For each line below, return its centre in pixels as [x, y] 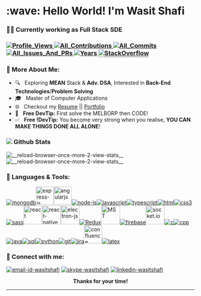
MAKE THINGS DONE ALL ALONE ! [57, 127]
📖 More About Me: [33, 69]
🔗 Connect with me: [35, 257]
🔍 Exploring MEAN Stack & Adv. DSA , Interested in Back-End [93, 83]
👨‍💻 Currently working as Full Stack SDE [64, 30]
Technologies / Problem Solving [54, 91]
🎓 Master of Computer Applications [61, 98]
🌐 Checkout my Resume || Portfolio [60, 107]
